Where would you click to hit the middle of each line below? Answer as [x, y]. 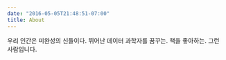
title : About [26, 20]
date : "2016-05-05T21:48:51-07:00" [59, 13]
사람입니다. [22, 49]
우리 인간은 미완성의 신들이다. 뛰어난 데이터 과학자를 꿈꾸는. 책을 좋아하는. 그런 [113, 40]
